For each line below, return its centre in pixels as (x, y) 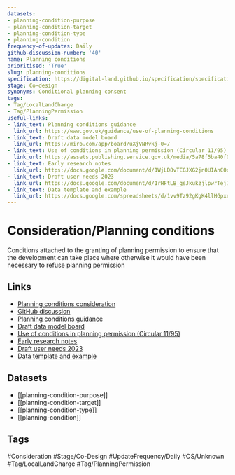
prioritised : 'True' (37, 66)
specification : (29, 79)
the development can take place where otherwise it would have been (107, 258)
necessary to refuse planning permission (66, 265)
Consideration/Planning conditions (111, 231)
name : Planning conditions (47, 60)
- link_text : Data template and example (67, 190)
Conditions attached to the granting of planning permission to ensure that (113, 250)
